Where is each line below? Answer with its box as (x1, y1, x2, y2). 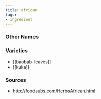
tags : (5, 12, 17, 17)
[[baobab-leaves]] (12, 59, 51, 65)
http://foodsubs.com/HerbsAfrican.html (12, 88, 95, 94)
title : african (5, 7, 38, 13)
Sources (5, 76, 26, 83)
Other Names (5, 33, 39, 40)
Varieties (5, 47, 28, 54)
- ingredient (5, 17, 33, 22)
